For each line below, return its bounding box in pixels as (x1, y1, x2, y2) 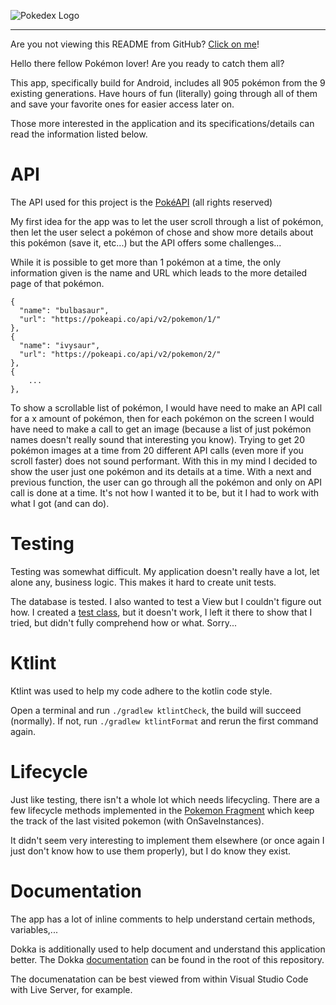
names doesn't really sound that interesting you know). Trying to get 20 (10, 433, 305, 445)
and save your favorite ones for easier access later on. (10, 98, 235, 110)
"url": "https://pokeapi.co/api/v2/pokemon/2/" (19, 349, 222, 359)
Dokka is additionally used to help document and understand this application (10, 943, 326, 955)
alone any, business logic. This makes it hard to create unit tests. (10, 576, 277, 588)
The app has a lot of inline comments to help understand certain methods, (10, 913, 316, 925)
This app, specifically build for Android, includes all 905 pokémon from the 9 (10, 77, 326, 89)
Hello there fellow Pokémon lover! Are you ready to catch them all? (10, 58, 285, 69)
